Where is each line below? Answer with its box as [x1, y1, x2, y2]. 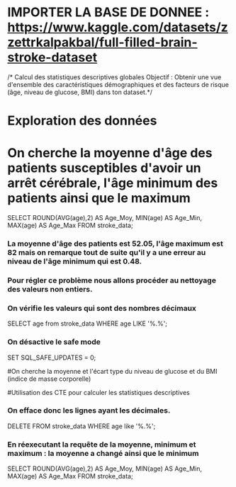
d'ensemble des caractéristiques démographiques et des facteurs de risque [7, 80, 229, 88]
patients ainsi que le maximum [7, 190, 191, 206]
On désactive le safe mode [7, 337, 101, 347]
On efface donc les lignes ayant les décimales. [7, 406, 171, 416]
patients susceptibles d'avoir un [7, 160, 202, 176]
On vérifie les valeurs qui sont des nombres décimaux [7, 303, 197, 313]
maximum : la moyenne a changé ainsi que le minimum [7, 448, 199, 458]
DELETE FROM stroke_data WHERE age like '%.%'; [7, 422, 156, 430]
